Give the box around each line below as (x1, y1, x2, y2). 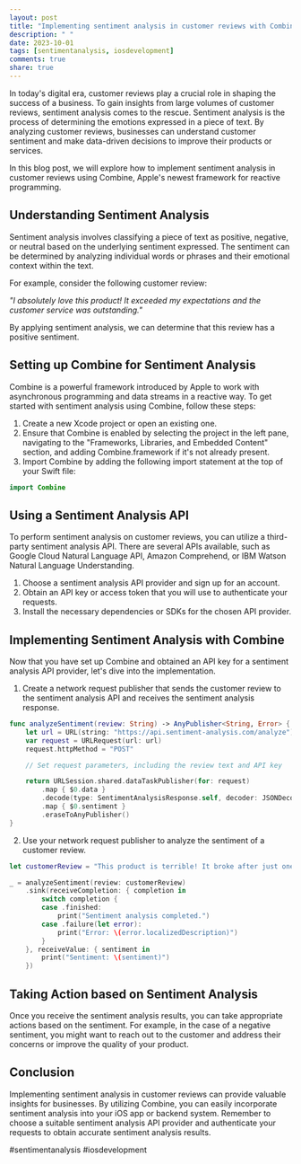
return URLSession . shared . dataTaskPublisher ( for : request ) (25, 777, 251, 786)
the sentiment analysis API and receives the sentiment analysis (21, 692, 255, 703)
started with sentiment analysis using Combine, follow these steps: (9, 401, 256, 411)
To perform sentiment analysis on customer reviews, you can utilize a (9, 532, 266, 542)
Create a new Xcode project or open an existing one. (21, 418, 218, 428)
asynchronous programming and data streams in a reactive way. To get (9, 391, 272, 401)
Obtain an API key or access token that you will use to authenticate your (21, 587, 288, 598)
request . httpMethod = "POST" (25, 745, 134, 754)
